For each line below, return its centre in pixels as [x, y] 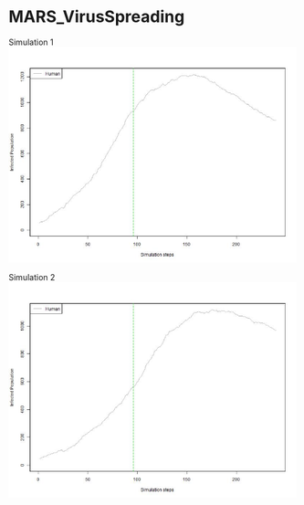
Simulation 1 [31, 42]
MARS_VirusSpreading [97, 17]
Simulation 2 [32, 277]
